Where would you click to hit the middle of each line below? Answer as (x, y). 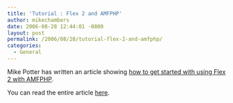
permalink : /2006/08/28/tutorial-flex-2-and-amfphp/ (85, 39)
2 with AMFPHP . (31, 79)
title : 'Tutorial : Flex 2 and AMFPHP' (65, 13)
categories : (24, 46)
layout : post (26, 33)
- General (27, 53)
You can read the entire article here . (58, 92)
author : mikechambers (38, 20)
